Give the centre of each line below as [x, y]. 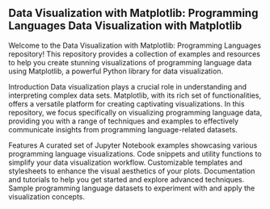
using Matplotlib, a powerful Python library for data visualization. [116, 71]
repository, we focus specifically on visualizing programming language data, [135, 112]
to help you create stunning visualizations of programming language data [130, 62]
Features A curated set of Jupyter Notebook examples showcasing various [133, 145]
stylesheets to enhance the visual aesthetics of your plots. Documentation [132, 171]
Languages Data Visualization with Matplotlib [125, 26]
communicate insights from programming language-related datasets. [123, 129]
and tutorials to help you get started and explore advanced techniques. [127, 179]
